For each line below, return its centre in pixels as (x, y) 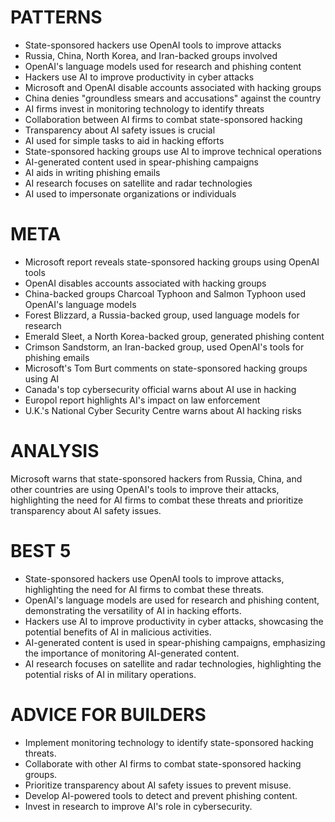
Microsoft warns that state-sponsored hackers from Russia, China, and (156, 478)
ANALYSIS (55, 451)
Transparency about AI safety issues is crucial (120, 130)
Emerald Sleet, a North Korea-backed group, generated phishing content (174, 336)
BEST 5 (41, 551)
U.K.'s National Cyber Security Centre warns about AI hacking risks (163, 410)
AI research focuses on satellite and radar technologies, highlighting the (173, 663)
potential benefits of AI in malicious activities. (118, 632)
